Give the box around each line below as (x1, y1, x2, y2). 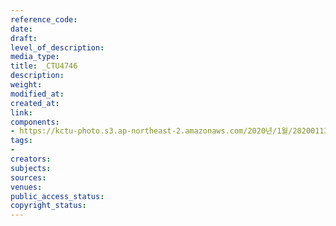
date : (10, 24, 33, 34)
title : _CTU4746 (10, 61, 78, 71)
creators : (10, 154, 52, 164)
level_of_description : (10, 42, 105, 53)
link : (10, 107, 33, 118)
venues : (10, 182, 43, 192)
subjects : (10, 163, 52, 173)
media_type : (10, 52, 60, 62)
